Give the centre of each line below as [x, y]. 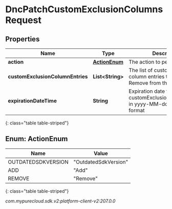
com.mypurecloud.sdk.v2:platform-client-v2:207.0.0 [60, 201]
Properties [23, 39]
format [137, 110]
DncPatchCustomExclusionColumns [84, 9]
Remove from [145, 83]
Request [24, 20]
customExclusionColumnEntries [48, 76]
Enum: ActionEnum [37, 139]
